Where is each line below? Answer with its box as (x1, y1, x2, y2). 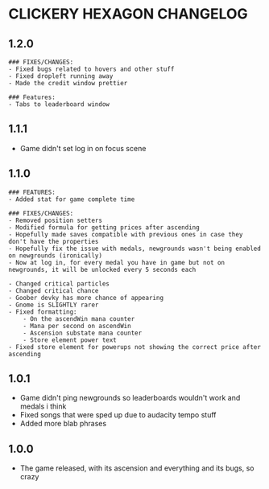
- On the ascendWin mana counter (23, 314, 135, 323)
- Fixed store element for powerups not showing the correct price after (8, 343, 262, 351)
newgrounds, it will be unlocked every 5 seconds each (8, 265, 197, 273)
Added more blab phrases (19, 419, 107, 429)
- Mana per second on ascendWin (23, 322, 131, 330)
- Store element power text (23, 335, 117, 344)
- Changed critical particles (8, 279, 110, 288)
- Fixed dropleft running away (8, 72, 114, 80)
